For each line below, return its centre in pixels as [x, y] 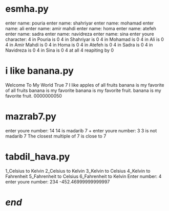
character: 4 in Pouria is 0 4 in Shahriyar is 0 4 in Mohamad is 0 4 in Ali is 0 [84, 39]
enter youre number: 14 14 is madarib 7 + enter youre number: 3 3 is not [81, 130]
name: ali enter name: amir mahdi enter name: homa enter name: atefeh [81, 28]
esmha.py [27, 9]
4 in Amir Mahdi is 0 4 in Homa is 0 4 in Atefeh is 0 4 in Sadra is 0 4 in [79, 44]
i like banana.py [40, 71]
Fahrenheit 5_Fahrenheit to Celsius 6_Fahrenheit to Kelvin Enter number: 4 [83, 176]
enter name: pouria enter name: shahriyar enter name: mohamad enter [80, 23]
